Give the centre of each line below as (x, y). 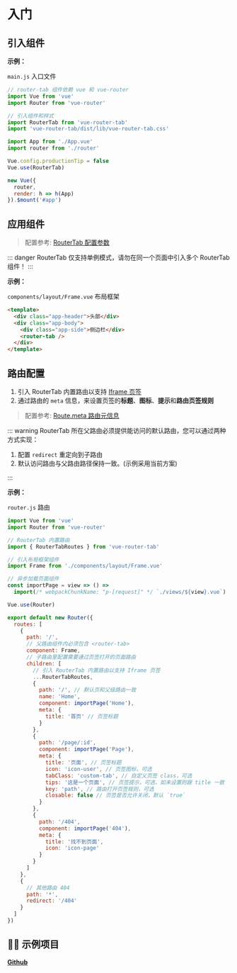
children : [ (44, 663)
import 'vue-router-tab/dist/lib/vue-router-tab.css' (88, 129)
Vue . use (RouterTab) (36, 167)
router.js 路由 (29, 507)
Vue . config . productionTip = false (58, 161)
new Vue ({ (22, 180)
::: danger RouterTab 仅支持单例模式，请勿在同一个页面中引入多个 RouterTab (118, 258)
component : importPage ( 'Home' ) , (86, 703)
